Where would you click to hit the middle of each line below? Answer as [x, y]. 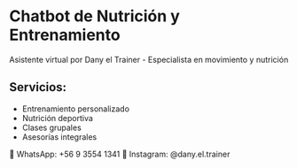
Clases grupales [51, 127]
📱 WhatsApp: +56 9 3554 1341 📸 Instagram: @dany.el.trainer [120, 154]
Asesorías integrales [59, 137]
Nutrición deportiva [57, 118]
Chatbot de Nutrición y [94, 16]
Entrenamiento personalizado [76, 109]
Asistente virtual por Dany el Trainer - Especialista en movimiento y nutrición [149, 59]
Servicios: [38, 87]
